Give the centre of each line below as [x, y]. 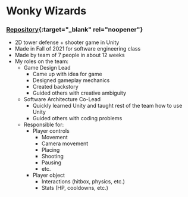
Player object [49, 175]
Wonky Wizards [46, 11]
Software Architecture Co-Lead [62, 99]
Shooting [53, 157]
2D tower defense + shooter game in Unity [67, 42]
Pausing [51, 162]
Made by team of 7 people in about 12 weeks [70, 55]
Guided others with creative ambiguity [79, 93]
